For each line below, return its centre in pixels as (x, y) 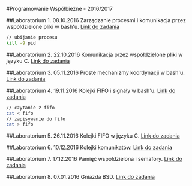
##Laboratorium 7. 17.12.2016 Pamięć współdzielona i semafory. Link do (94, 159)
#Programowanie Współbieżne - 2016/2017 (59, 9)
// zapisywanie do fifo (36, 119)
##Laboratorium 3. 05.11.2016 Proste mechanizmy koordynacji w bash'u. (95, 72)
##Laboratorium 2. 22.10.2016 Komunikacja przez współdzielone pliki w (94, 54)
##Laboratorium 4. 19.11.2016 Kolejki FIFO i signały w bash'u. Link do (91, 90)
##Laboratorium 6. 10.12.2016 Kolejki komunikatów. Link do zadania (89, 147)
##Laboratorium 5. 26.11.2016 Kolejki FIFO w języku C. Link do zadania (93, 136)
